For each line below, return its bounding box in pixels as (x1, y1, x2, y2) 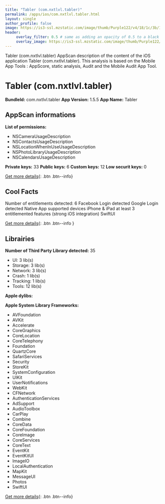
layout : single (5, 16, 36, 21)
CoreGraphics (12, 328, 41, 334)
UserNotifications (12, 380, 48, 386)
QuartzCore (12, 348, 36, 354)
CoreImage (12, 432, 35, 438)
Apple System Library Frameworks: (5, 303, 79, 308)
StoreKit (12, 364, 29, 370)
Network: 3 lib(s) (12, 268, 47, 274)
